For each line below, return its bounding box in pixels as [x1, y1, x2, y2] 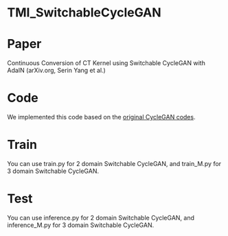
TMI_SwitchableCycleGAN [7, 5, 161, 21]
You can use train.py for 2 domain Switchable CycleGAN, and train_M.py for [7, 160, 222, 167]
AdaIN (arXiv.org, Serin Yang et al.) [7, 67, 106, 75]
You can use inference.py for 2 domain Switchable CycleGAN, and [7, 213, 194, 222]
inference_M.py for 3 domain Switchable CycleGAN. [7, 221, 155, 229]
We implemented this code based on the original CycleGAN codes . [7, 113, 196, 121]
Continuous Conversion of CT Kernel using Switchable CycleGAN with [7, 59, 206, 67]
